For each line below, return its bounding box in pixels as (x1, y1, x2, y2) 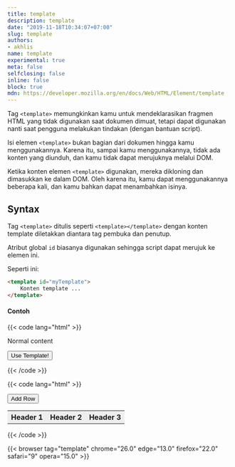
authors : (7, 37, 33, 44)
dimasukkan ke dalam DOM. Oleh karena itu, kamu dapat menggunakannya (7, 175, 228, 184)
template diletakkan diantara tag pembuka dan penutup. (7, 229, 172, 238)
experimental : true (7, 57, 66, 64)
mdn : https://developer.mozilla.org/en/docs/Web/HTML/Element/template (7, 90, 224, 97)
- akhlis (7, 43, 33, 51)
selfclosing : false (7, 70, 66, 77)
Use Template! (11, 352, 49, 360)
